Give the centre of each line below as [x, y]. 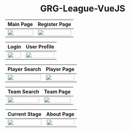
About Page [60, 114]
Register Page [54, 24]
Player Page [60, 69]
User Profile [40, 46]
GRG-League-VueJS [83, 9]
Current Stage [25, 114]
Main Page [20, 24]
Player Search [24, 69]
